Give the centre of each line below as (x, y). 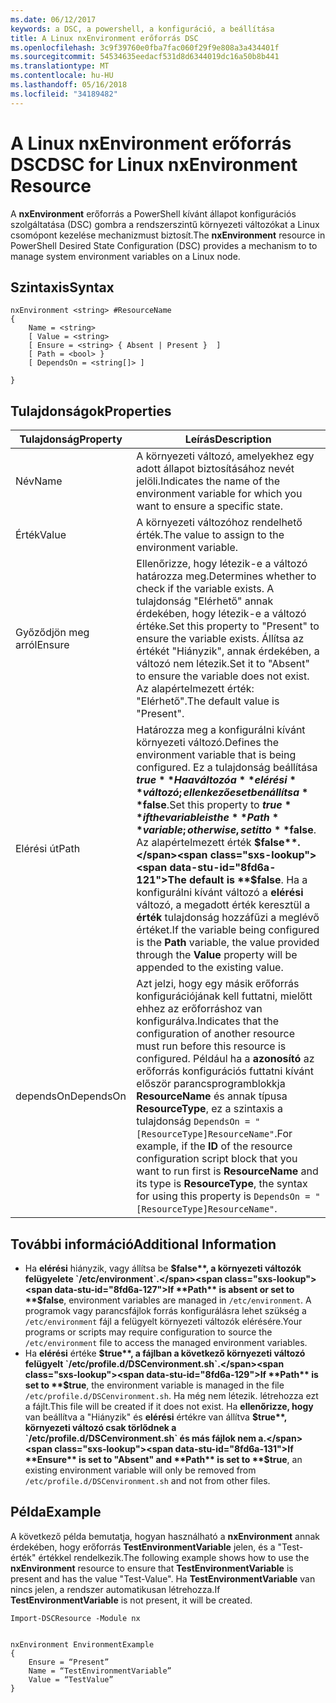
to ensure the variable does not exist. (223, 676)
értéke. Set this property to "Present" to (228, 626)
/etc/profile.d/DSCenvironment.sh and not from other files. (147, 1480)
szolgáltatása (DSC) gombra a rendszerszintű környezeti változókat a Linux (165, 224)
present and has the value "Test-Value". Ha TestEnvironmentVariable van (163, 1578)
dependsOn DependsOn (71, 1096)
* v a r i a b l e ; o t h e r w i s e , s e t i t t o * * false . (226, 830)
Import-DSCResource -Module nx (75, 1618)
